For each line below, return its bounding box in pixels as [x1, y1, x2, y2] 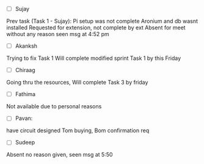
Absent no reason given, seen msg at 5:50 [6, 151, 113, 158]
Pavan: [15, 114, 33, 122]
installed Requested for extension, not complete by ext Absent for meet [6, 24, 186, 31]
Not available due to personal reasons [6, 103, 102, 110]
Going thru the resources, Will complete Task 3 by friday [6, 79, 148, 86]
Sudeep [15, 139, 35, 146]
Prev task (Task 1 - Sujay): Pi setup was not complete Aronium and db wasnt [6, 18, 199, 25]
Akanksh [15, 42, 38, 50]
